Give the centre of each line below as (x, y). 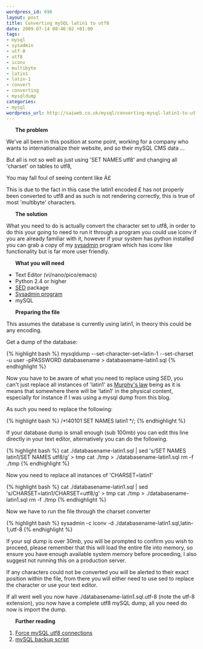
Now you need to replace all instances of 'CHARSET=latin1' (80, 475)
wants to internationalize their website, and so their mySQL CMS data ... (96, 148)
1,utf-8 (14, 529)
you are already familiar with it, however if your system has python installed (100, 238)
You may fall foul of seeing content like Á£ (59, 178)
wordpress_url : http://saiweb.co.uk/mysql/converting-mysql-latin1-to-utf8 (104, 113)
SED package (32, 288)
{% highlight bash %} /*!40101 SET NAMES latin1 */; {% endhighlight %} (96, 421)
